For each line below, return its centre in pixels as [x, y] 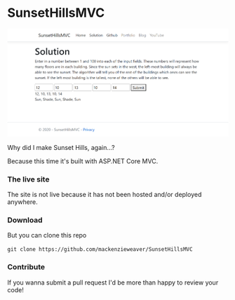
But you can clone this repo [47, 236]
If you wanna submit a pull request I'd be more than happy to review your [113, 282]
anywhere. [22, 202]
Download [25, 220]
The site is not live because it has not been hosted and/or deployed [105, 195]
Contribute [26, 267]
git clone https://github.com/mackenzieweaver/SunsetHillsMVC [100, 250]
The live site [28, 179]
